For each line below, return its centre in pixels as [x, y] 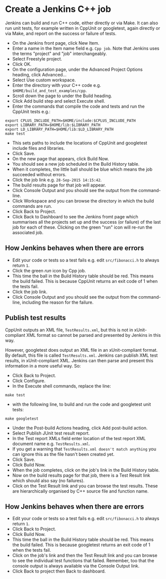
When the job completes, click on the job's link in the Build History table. [86, 470]
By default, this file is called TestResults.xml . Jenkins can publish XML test [82, 355]
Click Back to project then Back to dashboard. [59, 571]
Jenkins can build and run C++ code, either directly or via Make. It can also [82, 23]
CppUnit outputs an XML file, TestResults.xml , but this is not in [69, 330]
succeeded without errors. [39, 174]
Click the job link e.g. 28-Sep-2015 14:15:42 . [57, 180]
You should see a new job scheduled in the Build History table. [76, 164]
